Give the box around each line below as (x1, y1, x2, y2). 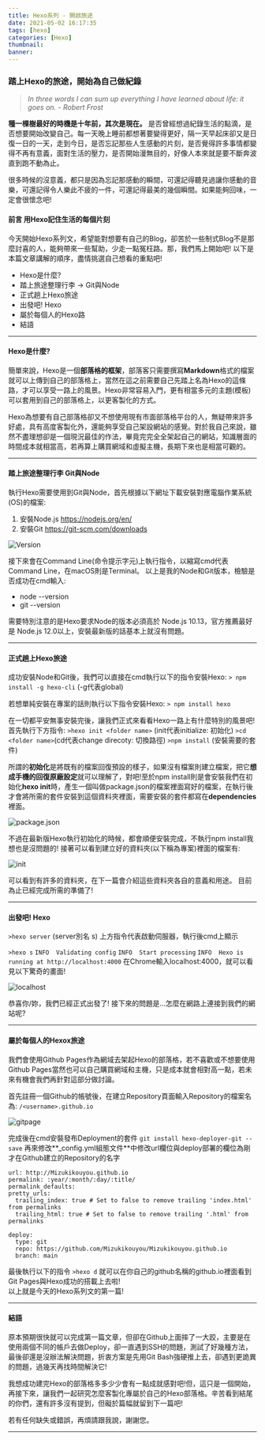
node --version (19, 592, 69, 601)
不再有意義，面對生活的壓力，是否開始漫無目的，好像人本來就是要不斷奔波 (14, 149, 257, 158)
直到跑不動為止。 (8, 159, 64, 168)
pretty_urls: (8, 1190, 51, 1197)
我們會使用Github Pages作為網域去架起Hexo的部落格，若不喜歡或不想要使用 (8, 1055, 256, 1064)
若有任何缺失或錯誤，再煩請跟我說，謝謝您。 (8, 1415, 154, 1424)
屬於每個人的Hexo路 (19, 310, 85, 319)
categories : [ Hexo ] (8, 33, 73, 42)
